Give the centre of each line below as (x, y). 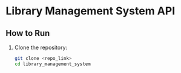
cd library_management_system (53, 64)
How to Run (28, 33)
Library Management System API (90, 11)
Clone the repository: (41, 47)
